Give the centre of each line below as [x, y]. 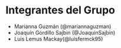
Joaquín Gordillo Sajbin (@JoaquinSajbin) [65, 32]
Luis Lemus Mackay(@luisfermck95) [58, 39]
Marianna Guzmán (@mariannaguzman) [63, 26]
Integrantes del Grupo [60, 10]
